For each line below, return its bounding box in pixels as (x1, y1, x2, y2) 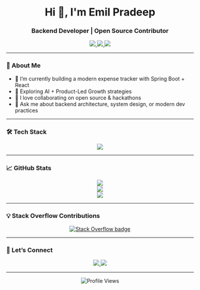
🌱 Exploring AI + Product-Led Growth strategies (14, 88, 132, 95)
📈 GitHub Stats (6, 164, 52, 172)
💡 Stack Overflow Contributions (6, 212, 100, 220)
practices (14, 107, 39, 114)
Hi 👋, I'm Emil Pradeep (44, 5, 156, 19)
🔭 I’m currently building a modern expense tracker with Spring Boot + (14, 75, 185, 82)
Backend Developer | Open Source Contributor (31, 27, 169, 35)
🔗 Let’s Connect (6, 246, 53, 254)
